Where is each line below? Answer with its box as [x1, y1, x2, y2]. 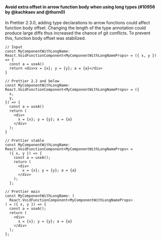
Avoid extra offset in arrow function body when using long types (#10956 [5, 4, 156, 10]
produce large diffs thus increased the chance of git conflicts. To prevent [5, 30, 151, 36]
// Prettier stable [5, 138, 44, 143]
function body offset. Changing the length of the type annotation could [5, 25, 146, 31]
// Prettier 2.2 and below [5, 79, 59, 84]
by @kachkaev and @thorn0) [5, 9, 65, 15]
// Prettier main [5, 189, 40, 194]
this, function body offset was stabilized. [5, 35, 86, 41]
